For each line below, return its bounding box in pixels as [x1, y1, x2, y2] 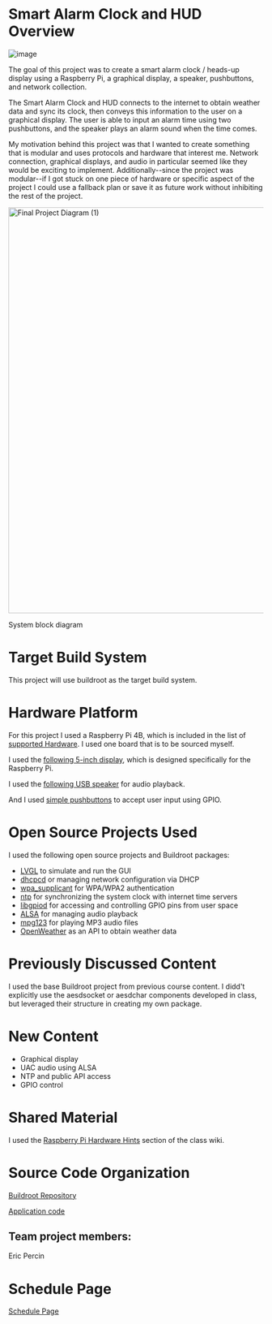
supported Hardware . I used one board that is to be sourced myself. [8, 739, 235, 748]
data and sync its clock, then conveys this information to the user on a [8, 106, 243, 116]
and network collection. [8, 82, 87, 92]
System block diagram [8, 619, 83, 629]
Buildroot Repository [8, 1190, 77, 1200]
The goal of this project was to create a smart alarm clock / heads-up [8, 64, 240, 74]
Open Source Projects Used [8, 823, 198, 841]
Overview [8, 22, 75, 41]
